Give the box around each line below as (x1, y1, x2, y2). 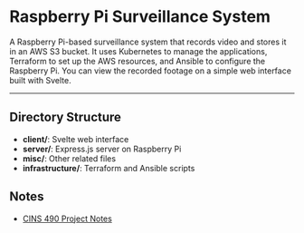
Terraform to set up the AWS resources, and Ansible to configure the (9, 55, 266, 66)
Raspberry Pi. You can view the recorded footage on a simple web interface (9, 65, 292, 76)
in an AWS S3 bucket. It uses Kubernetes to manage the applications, (9, 45, 268, 56)
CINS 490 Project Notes (22, 213, 113, 224)
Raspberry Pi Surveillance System (9, 6, 271, 27)
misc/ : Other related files (22, 152, 116, 164)
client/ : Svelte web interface (22, 133, 129, 144)
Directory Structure (9, 110, 122, 125)
